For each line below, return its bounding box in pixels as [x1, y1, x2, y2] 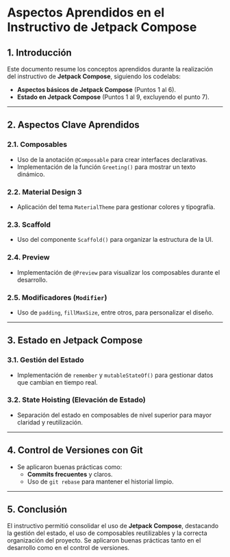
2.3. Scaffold [7, 220, 51, 229]
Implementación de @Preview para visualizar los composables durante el [16, 268, 220, 276]
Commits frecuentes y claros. [27, 470, 113, 478]
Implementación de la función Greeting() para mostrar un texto [16, 163, 196, 171]
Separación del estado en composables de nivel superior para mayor [16, 411, 212, 419]
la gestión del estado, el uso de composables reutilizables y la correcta [7, 529, 207, 537]
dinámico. [16, 170, 45, 178]
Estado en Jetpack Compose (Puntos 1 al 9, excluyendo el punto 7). [16, 93, 210, 101]
